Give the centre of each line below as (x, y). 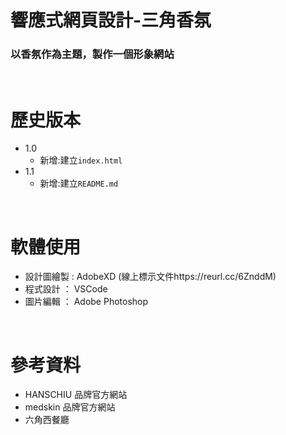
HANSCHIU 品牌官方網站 (76, 395)
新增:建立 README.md (79, 183)
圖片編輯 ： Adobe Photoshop (86, 302)
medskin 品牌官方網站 (70, 407)
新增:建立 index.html (81, 160)
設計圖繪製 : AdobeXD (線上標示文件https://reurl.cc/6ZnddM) (150, 277)
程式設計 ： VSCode (66, 289)
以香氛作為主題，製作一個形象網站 (92, 54)
